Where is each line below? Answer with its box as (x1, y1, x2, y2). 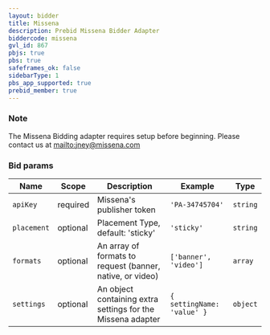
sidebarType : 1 (8, 71, 59, 80)
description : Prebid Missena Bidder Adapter (8, 27, 160, 35)
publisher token (96, 204, 157, 215)
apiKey (12, 200, 38, 209)
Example (180, 180, 215, 191)
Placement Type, (96, 217, 161, 228)
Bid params (8, 160, 54, 171)
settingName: (170, 299, 220, 308)
